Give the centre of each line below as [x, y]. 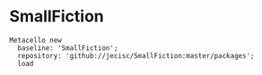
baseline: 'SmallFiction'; [68, 48]
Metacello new [36, 40]
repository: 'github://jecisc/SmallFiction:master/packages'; [136, 55]
